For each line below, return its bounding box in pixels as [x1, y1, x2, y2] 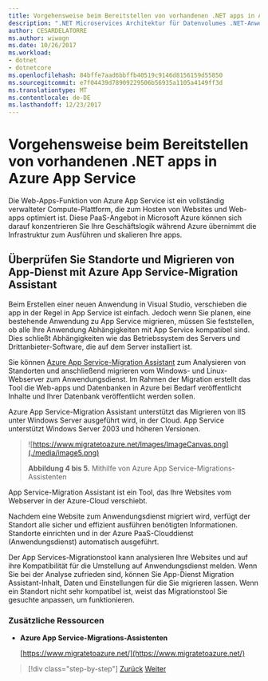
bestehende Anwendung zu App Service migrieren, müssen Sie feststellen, [8, 316, 254, 326]
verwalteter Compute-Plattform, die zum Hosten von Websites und [8, 205, 227, 214]
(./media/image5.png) [27, 447, 100, 457]
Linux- [206, 366, 228, 375]
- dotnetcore [8, 64, 52, 72]
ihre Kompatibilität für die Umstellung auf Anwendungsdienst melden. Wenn [8, 561, 258, 571]
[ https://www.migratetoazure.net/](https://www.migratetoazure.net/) [19, 649, 246, 659]
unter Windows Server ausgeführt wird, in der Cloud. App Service [8, 415, 225, 425]
